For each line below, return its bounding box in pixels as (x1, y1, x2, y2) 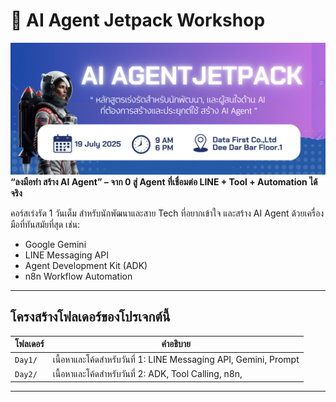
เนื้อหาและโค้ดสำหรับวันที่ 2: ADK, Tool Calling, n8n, (52, 367, 243, 379)
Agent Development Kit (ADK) (24, 260, 148, 272)
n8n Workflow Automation (24, 270, 133, 283)
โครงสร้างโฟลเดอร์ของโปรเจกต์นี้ (10, 309, 171, 326)
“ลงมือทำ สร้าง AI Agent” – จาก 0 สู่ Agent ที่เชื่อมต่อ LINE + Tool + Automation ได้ (10, 176, 318, 188)
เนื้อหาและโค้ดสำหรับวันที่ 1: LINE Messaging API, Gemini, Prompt (52, 353, 300, 365)
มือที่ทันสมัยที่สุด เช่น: (10, 219, 81, 231)
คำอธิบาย (161, 338, 191, 350)
